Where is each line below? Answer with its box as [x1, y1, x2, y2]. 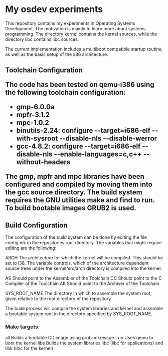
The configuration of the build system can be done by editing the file [5, 234, 147, 240]
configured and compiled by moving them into [5, 180, 153, 189]
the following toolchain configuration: [5, 88, 126, 97]
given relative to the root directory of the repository [5, 296, 111, 302]
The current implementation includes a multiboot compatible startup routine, [5, 46, 163, 52]
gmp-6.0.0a [16, 103, 55, 111]
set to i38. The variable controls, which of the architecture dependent [5, 260, 149, 266]
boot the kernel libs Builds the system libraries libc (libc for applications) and [5, 340, 163, 346]
